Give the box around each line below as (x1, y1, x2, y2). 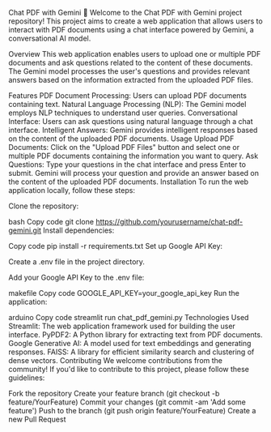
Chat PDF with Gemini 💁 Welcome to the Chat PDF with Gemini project (8, 8, 243, 17)
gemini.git (8, 225, 42, 235)
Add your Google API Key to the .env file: (8, 272, 145, 282)
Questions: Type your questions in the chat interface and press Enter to (8, 160, 247, 169)
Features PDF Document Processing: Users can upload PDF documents (8, 91, 247, 101)
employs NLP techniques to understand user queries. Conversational (8, 108, 239, 118)
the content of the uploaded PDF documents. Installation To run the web (8, 177, 249, 186)
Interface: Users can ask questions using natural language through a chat (8, 117, 253, 126)
